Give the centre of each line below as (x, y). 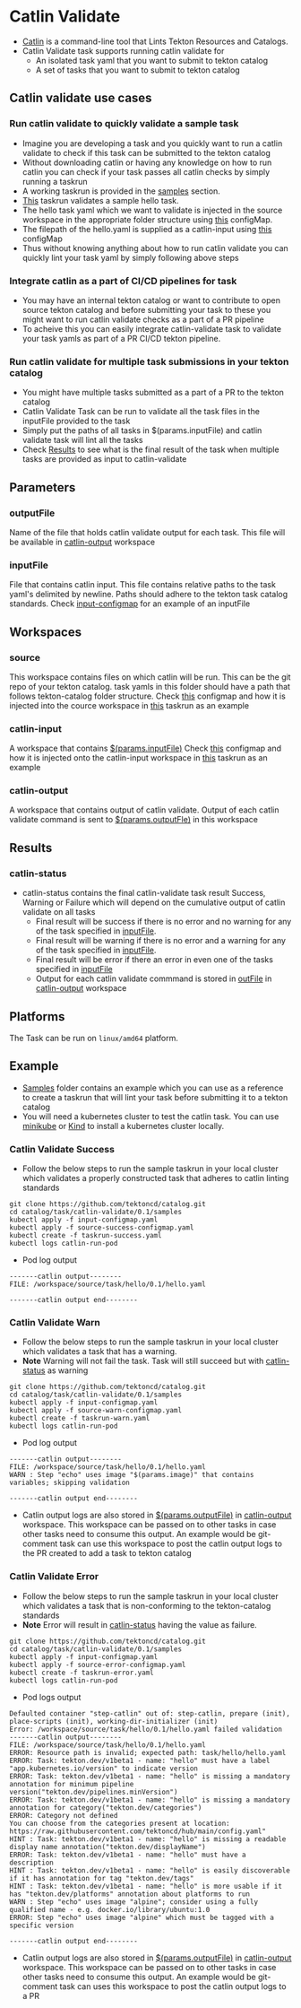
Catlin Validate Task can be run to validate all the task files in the (141, 412)
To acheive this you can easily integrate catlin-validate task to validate (152, 328)
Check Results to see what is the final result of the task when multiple (150, 449)
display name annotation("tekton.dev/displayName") (107, 1847)
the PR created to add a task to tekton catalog (107, 1553)
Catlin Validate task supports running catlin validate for (123, 50)
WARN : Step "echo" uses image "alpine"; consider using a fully (133, 1902)
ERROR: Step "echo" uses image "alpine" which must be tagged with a (142, 1917)
